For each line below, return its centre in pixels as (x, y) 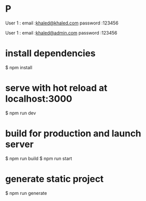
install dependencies (50, 53)
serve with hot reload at (56, 88)
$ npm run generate (26, 193)
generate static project (54, 179)
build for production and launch (73, 133)
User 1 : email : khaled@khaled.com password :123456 (62, 23)
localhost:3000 (39, 99)
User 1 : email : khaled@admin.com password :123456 (61, 33)
